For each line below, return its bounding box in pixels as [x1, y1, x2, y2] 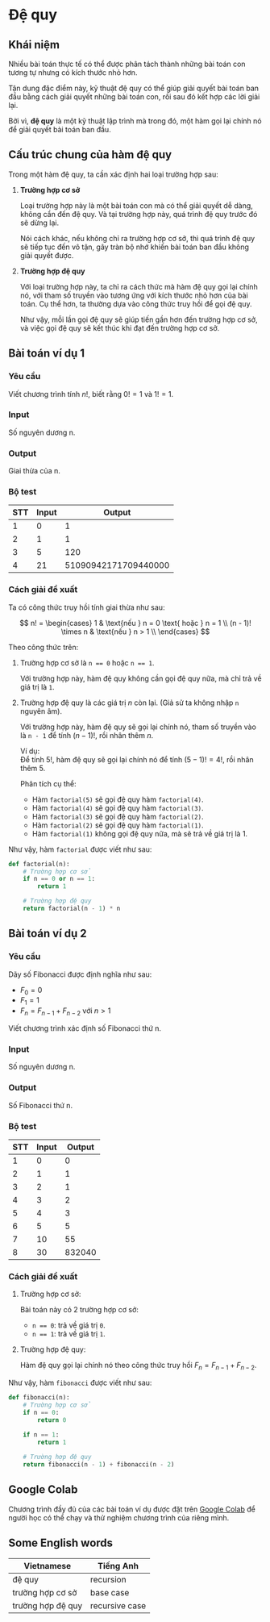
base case [89, 1587, 130, 1598]
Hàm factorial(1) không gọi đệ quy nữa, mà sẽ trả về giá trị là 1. [31, 828, 248, 838]
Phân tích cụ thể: [19, 778, 77, 788]
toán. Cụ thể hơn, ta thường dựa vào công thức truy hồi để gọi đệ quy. [19, 298, 252, 308]
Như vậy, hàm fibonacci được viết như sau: [8, 1378, 152, 1387]
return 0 [37, 1416, 67, 1424]
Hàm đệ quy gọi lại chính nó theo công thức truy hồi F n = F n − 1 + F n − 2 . [19, 1361, 257, 1372]
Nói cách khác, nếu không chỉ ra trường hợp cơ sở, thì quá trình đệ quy [19, 233, 255, 243]
